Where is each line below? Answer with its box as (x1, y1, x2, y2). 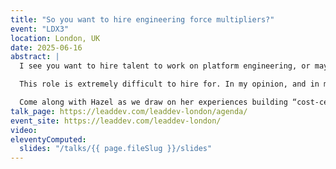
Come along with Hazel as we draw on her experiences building (19, 97, 288, 107)
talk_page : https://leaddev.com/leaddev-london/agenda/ (10, 106, 248, 116)
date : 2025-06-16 (10, 42, 83, 53)
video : (10, 125, 38, 135)
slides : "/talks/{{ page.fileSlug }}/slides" (19, 144, 213, 154)
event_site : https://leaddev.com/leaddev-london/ (10, 116, 222, 126)
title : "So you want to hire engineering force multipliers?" (10, 14, 275, 25)
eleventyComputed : (10, 134, 87, 145)
